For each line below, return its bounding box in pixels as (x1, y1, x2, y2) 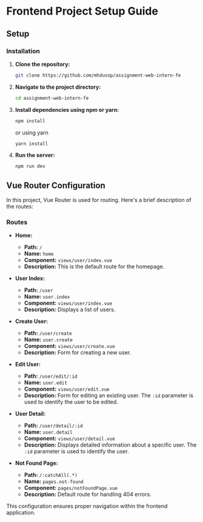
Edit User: (15, 361, 41, 368)
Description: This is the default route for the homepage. (24, 263, 165, 270)
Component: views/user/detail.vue (24, 435, 115, 442)
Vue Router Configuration (6, 180, 106, 190)
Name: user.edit (24, 379, 68, 386)
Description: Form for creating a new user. (24, 349, 131, 357)
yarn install (15, 141, 48, 147)
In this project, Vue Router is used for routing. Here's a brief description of (6, 197, 192, 204)
